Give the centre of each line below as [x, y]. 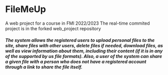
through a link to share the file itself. [44, 67]
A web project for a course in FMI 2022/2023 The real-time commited [77, 23]
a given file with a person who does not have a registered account [76, 61]
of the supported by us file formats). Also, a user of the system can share [84, 56]
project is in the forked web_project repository [53, 28]
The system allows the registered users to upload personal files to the [80, 40]
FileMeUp [26, 9]
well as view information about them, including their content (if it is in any [84, 51]
